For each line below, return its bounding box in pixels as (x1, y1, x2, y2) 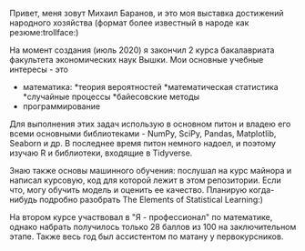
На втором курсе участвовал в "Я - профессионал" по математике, (9, 212, 273, 222)
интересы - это (9, 64, 69, 75)
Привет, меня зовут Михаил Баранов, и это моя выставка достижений (9, 8, 284, 18)
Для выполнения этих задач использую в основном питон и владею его (9, 118, 291, 129)
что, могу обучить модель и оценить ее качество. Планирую (9, 185, 248, 195)
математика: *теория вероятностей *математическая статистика (22, 82, 280, 92)
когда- (249, 185, 275, 195)
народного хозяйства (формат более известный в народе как (9, 17, 249, 28)
